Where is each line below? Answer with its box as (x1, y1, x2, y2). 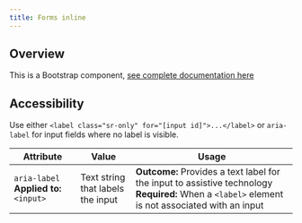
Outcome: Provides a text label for (135, 166, 280, 178)
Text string (80, 171, 126, 184)
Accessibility (9, 96, 84, 111)
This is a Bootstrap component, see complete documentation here (9, 70, 254, 81)
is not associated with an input (135, 199, 264, 211)
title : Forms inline (9, 13, 87, 22)
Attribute (22, 150, 63, 163)
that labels (80, 183, 124, 195)
